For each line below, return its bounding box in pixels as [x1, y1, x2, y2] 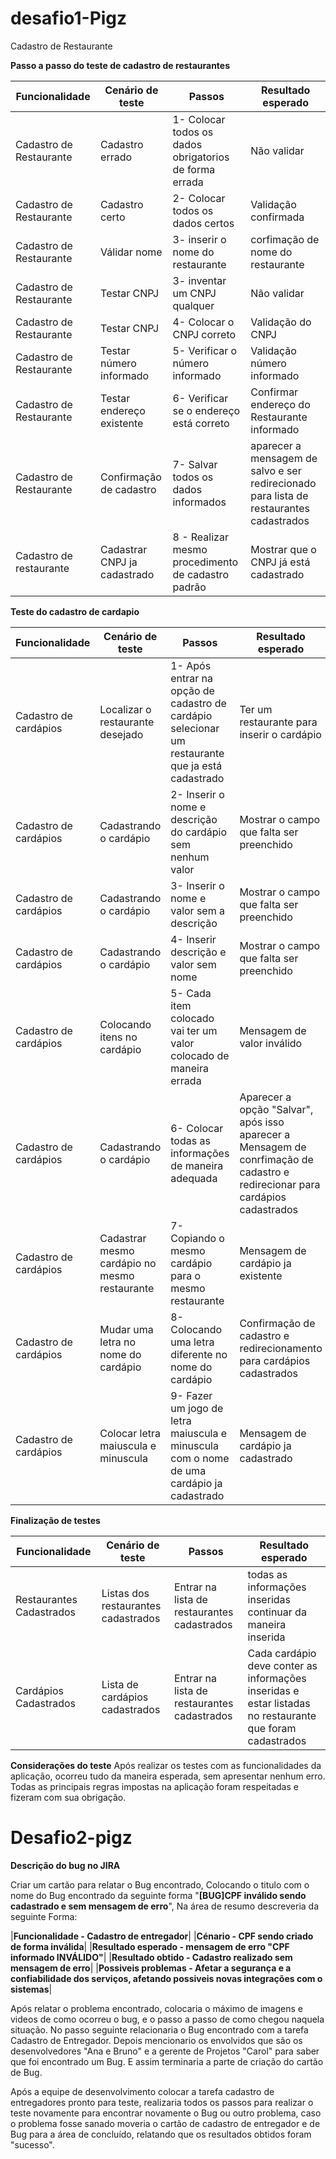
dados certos [172, 216, 235, 230]
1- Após [170, 658, 212, 672]
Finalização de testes [10, 1514, 101, 1526]
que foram [247, 1721, 297, 1735]
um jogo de [170, 1401, 224, 1415]
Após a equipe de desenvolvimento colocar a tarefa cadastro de [10, 2085, 275, 2097]
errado [100, 150, 133, 164]
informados [172, 495, 227, 509]
